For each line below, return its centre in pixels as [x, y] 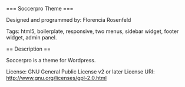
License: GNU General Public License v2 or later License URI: [80, 72]
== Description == [29, 49]
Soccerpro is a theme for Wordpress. [51, 60]
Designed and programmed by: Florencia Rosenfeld [69, 20]
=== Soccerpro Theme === [40, 9]
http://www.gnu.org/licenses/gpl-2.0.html [57, 78]
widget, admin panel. [32, 37]
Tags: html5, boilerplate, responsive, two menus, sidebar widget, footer [92, 31]
